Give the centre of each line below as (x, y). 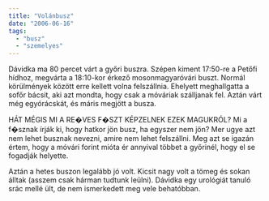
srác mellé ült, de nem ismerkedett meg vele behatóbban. (105, 189)
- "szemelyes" (39, 46)
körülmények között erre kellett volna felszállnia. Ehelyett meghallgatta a (129, 87)
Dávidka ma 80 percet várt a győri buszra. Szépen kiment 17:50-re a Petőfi (133, 69)
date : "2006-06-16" (41, 24)
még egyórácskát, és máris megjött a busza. (82, 104)
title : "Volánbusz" (41, 16)
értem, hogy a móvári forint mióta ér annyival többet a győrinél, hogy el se (132, 148)
